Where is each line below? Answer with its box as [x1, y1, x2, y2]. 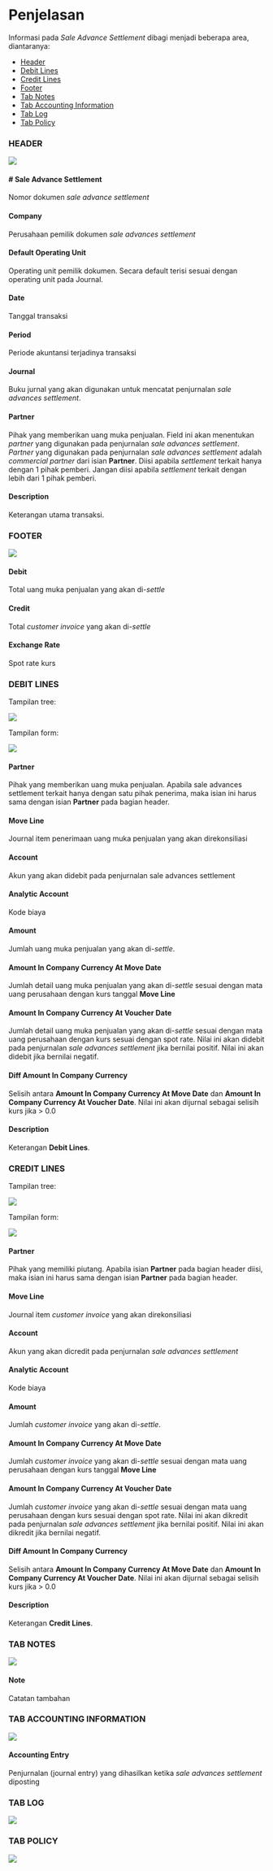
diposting [8, 1777, 41, 1786]
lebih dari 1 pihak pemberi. [8, 473, 97, 483]
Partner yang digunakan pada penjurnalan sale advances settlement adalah [8, 447, 262, 457]
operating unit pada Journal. [8, 274, 104, 284]
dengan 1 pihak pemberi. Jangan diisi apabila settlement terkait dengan [8, 464, 247, 474]
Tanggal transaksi [8, 311, 68, 321]
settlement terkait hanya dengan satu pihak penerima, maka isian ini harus [8, 789, 258, 798]
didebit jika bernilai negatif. [8, 1051, 99, 1062]
